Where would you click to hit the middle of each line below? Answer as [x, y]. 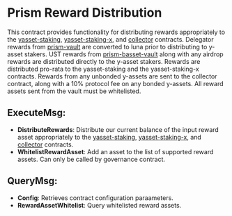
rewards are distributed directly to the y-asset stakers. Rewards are [104, 61]
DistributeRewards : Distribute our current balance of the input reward [118, 129]
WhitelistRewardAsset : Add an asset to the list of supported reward [115, 151]
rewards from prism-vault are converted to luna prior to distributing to [107, 47]
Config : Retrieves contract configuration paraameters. [95, 198]
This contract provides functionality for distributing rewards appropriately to [116, 32]
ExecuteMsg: [37, 113]
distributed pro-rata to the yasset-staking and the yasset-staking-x [103, 69]
